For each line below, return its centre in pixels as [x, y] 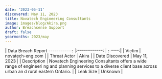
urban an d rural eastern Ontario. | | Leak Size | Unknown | [64, 71]
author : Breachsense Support [35, 28]
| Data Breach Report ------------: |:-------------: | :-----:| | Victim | [73, 50]
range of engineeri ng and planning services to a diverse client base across [81, 66]
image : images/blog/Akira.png [36, 23]
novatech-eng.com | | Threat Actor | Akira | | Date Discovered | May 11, [76, 56]
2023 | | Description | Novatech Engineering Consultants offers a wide [76, 61]
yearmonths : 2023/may [27, 37]
